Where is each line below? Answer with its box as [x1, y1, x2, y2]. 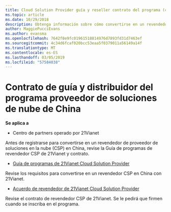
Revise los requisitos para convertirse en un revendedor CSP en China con [5, 170, 162, 176]
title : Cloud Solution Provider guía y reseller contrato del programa [5, 7, 160, 13]
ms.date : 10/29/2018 [5, 17, 49, 22]
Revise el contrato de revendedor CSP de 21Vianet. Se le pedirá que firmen [5, 196, 163, 202]
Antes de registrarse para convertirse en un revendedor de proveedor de [5, 140, 158, 146]
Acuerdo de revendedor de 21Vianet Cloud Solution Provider [12, 185, 139, 192]
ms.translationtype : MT [5, 45, 56, 50]
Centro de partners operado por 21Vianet [12, 130, 99, 136]
